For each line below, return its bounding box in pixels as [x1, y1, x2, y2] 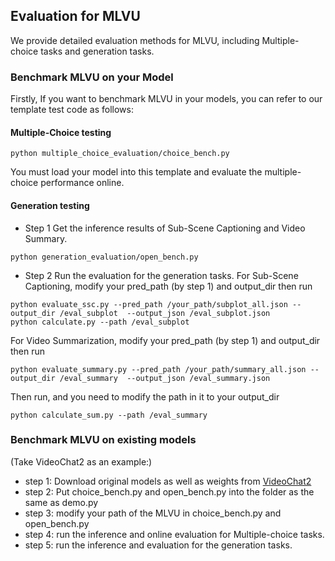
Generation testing [10, 199, 90, 211]
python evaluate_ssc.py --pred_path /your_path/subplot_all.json [10, 299, 288, 309]
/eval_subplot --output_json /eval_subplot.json [59, 308, 271, 318]
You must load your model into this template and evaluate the [10, 166, 263, 178]
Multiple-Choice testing [10, 126, 112, 138]
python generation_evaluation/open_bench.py [10, 252, 199, 262]
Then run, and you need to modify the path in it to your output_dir [10, 390, 280, 403]
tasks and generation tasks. [40, 45, 155, 57]
